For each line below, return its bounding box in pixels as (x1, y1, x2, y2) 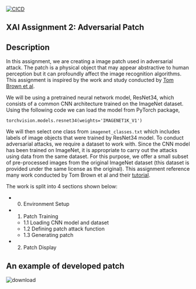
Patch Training (23, 213, 59, 220)
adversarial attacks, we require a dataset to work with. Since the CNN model (6, 140, 190, 147)
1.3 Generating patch (23, 232, 74, 239)
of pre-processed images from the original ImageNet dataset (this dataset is (6, 159, 190, 166)
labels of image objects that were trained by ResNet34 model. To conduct (6, 135, 184, 142)
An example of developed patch (6, 261, 125, 271)
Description (6, 42, 50, 52)
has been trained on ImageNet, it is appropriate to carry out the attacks (6, 147, 177, 154)
